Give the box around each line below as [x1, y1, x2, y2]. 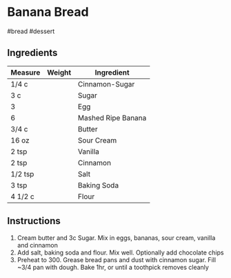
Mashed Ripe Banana [78, 113, 147, 122]
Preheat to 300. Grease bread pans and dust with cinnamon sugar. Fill [17, 255, 216, 263]
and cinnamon [17, 241, 59, 249]
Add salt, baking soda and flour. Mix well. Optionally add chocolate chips [17, 248, 224, 257]
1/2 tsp [10, 169, 34, 178]
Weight [47, 67, 72, 77]
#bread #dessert [7, 27, 55, 35]
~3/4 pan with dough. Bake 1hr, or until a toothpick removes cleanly [17, 263, 209, 271]
